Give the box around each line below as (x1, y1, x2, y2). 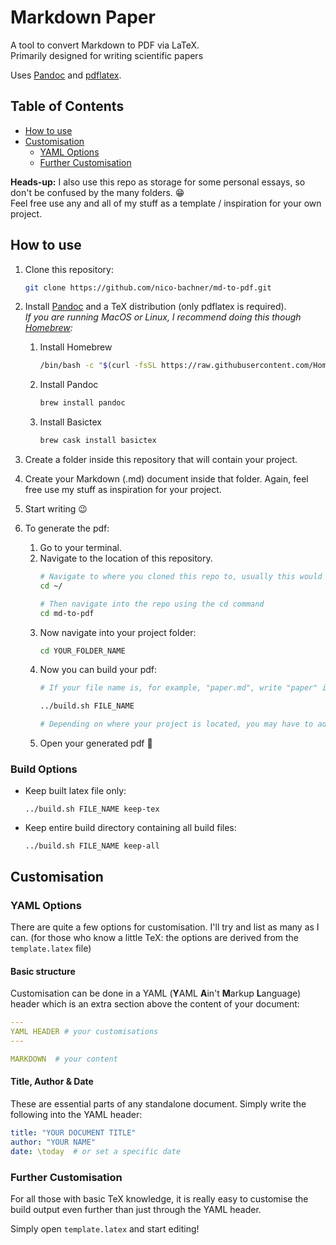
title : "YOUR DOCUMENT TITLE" (10, 1127, 137, 1138)
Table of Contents (10, 98, 125, 115)
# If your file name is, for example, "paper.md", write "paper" (39, 683, 318, 693)
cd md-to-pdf (39, 608, 95, 618)
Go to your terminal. (39, 542, 122, 554)
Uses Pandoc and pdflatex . (10, 69, 122, 81)
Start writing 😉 (24, 503, 88, 515)
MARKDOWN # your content (10, 1054, 118, 1064)
